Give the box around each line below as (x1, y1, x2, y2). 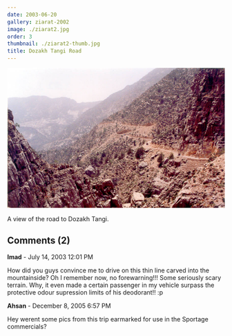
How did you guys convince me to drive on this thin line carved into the (7, 266, 209, 274)
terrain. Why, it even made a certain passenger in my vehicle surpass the (7, 281, 215, 290)
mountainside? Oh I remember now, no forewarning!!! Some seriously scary (7, 274, 222, 282)
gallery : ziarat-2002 (7, 18, 70, 26)
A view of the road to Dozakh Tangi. (7, 214, 109, 223)
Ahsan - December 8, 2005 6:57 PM (7, 301, 112, 310)
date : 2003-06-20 (7, 11, 57, 18)
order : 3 (7, 33, 32, 40)
